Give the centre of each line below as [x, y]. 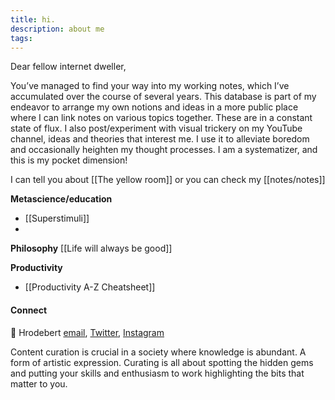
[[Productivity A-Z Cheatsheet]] [90, 287]
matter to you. [39, 383]
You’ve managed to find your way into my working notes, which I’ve [150, 86]
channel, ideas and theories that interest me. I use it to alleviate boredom [160, 139]
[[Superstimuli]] [57, 218]
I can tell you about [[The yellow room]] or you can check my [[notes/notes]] [168, 180]
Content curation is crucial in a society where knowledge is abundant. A [158, 352]
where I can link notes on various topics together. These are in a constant [161, 118]
